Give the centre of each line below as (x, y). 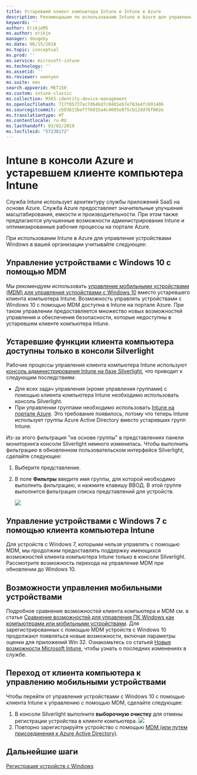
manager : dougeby (27, 39)
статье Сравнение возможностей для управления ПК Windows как (90, 617)
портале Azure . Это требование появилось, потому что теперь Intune (101, 414)
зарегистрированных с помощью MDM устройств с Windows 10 (86, 630)
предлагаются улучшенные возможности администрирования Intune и (95, 220)
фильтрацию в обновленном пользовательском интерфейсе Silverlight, (95, 450)
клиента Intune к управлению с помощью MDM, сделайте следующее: (95, 702)
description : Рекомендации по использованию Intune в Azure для (86, 17)
